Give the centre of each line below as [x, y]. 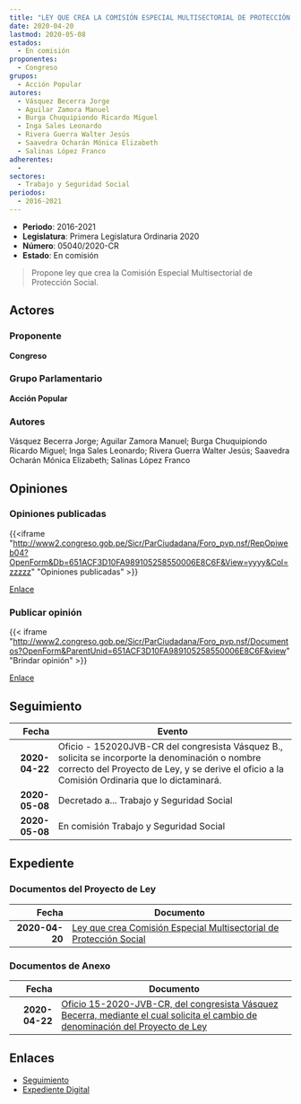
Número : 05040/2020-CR [70, 245]
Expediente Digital [56, 1089]
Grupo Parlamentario [56, 379]
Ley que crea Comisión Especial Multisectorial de [175, 927]
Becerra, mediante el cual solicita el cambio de [159, 1015]
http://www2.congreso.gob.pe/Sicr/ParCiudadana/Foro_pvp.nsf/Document [151, 642]
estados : [26, 43]
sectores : [28, 176]
